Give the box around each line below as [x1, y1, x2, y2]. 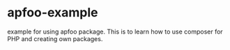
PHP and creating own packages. [7, 34, 103, 42]
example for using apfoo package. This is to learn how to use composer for [7, 27, 223, 36]
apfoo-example [7, 5, 98, 21]
